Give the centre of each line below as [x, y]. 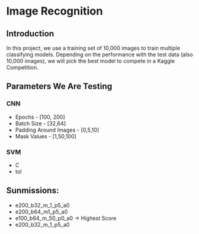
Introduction [30, 34]
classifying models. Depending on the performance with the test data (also [99, 55]
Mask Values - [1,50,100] [46, 136]
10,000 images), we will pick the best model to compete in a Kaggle [90, 61]
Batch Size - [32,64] [40, 123]
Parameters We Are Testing [59, 86]
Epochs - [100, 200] [40, 117]
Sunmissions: [33, 191]
